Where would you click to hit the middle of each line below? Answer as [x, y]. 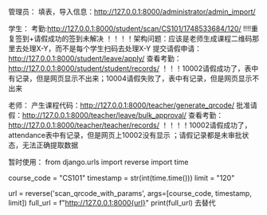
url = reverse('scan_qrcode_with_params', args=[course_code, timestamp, [130, 193]
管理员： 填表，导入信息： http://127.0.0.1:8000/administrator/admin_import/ [132, 12]
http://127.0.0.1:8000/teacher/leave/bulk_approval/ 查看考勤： [123, 115]
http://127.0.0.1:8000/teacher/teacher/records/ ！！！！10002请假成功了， [130, 125]
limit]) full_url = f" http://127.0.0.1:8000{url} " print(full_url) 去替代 [112, 203]
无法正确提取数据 [50, 145]
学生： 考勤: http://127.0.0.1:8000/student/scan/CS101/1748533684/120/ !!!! [130, 29]
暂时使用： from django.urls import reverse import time [98, 162]
